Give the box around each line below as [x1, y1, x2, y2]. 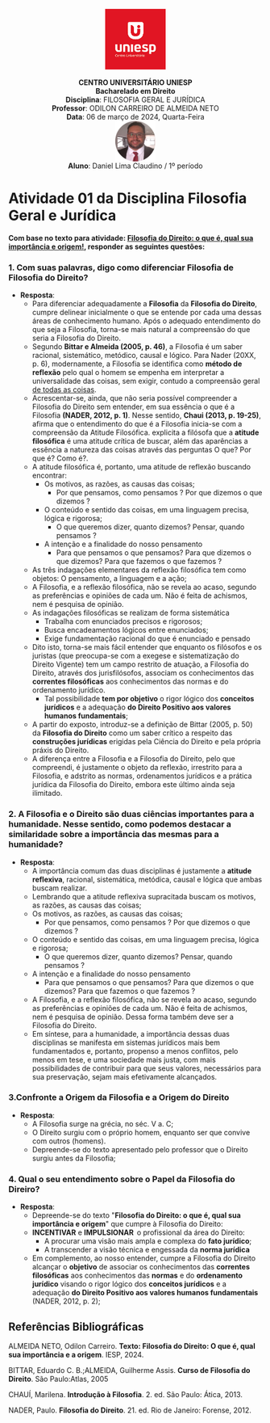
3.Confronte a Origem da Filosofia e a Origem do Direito [8, 1092, 230, 1103]
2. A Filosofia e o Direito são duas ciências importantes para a [8, 809, 255, 820]
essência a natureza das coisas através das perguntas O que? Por [31, 445, 251, 455]
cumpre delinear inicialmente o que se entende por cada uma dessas [31, 308, 262, 318]
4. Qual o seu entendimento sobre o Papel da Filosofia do [8, 1173, 235, 1185]
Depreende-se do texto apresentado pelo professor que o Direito [31, 1144, 248, 1154]
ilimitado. [31, 789, 63, 798]
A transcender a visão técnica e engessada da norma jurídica [44, 1245, 250, 1255]
